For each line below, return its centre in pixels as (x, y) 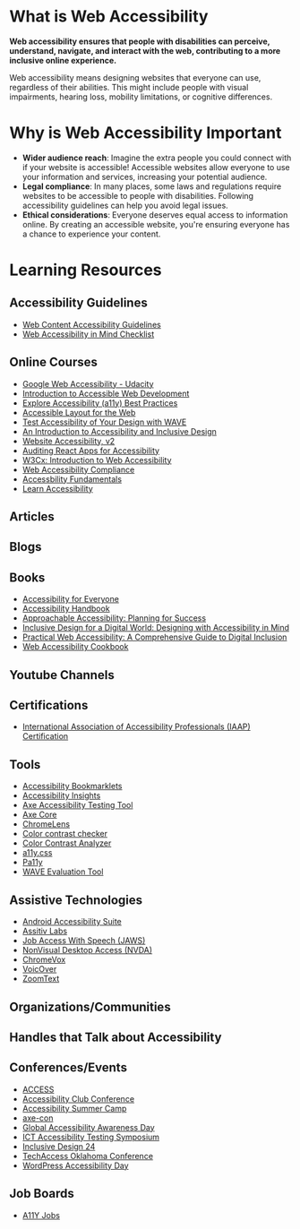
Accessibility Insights (61, 795)
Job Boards (42, 1194)
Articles (32, 517)
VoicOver (39, 969)
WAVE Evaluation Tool (63, 872)
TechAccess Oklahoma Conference (88, 1156)
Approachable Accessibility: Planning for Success (114, 618)
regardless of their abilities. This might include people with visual (129, 87)
